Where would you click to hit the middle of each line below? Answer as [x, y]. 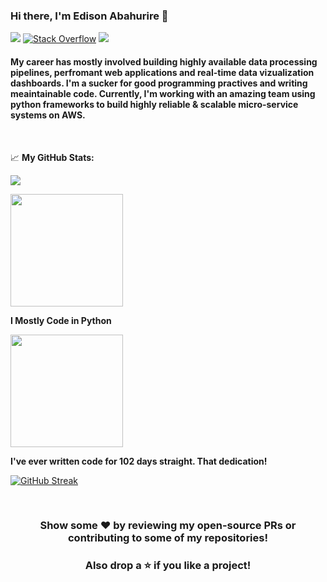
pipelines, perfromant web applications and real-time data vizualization [162, 72]
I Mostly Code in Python [61, 320]
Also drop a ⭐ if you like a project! [168, 566]
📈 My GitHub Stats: [52, 157]
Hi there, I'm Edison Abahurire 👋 [89, 16]
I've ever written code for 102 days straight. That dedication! [139, 461]
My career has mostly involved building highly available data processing [164, 61]
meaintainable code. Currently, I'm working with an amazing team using [163, 93]
